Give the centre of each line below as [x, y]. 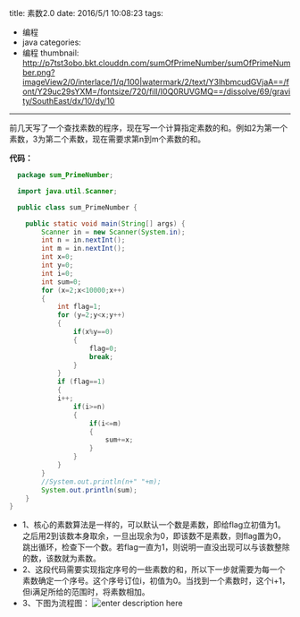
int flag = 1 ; [79, 307]
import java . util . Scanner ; [67, 191]
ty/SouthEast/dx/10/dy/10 [68, 101]
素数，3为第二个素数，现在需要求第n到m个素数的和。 [108, 139]
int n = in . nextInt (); [83, 240]
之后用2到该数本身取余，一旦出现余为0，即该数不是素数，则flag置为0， [154, 536]
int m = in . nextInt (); [83, 249]
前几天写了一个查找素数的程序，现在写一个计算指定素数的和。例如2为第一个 [149, 128]
